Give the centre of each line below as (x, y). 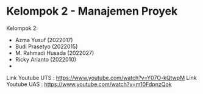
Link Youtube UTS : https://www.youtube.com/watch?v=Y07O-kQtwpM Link (101, 78)
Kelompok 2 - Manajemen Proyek (92, 11)
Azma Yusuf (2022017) (44, 40)
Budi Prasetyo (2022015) (46, 46)
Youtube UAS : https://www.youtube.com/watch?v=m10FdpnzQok (89, 84)
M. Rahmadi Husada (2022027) (55, 52)
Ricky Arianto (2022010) (46, 59)
